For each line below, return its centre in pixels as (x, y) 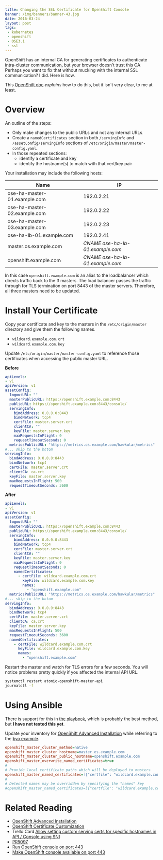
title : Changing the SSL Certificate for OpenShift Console (67, 10)
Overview (25, 109)
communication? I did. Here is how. (40, 75)
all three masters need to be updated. (42, 291)
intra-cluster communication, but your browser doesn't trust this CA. (73, 65)
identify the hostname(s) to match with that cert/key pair (76, 163)
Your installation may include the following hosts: (54, 173)
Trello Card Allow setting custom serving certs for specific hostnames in (84, 832)
